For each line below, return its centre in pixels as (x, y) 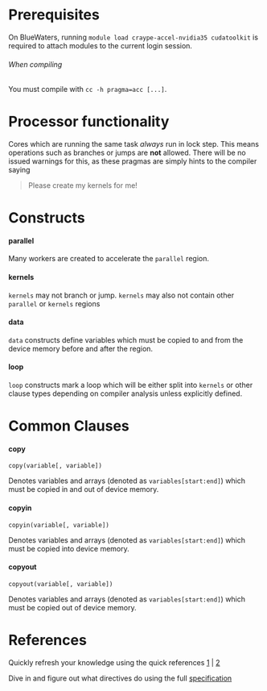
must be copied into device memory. (69, 548)
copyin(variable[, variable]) (59, 525)
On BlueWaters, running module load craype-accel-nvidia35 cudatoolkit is (133, 37)
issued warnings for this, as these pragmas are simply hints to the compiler (133, 161)
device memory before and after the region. (81, 348)
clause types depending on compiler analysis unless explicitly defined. (125, 393)
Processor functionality (89, 122)
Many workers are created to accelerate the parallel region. (109, 259)
